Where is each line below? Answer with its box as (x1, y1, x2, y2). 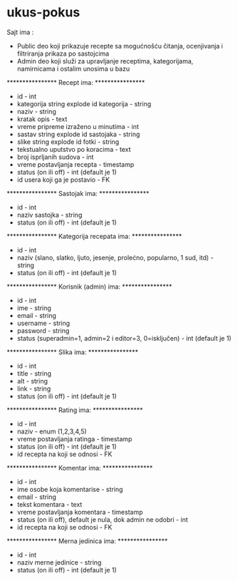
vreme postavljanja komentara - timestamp (16, 508, 143, 516)
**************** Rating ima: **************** (6, 406, 143, 414)
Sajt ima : (6, 28, 34, 36)
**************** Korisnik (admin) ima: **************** (6, 282, 172, 291)
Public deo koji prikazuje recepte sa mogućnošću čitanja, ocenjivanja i (16, 41, 224, 50)
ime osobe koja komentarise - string (16, 485, 123, 493)
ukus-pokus (6, 4, 81, 21)
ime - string (16, 304, 51, 312)
